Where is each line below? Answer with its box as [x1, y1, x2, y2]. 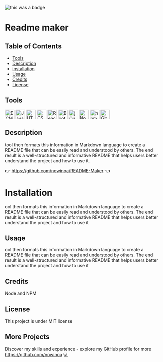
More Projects [5, 333, 50, 341]
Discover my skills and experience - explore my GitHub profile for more [5, 346, 151, 352]
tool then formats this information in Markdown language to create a [5, 142, 145, 148]
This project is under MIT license [5, 318, 73, 324]
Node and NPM [5, 290, 37, 296]
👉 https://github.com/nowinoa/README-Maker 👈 [5, 167, 110, 174]
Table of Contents [5, 42, 62, 50]
